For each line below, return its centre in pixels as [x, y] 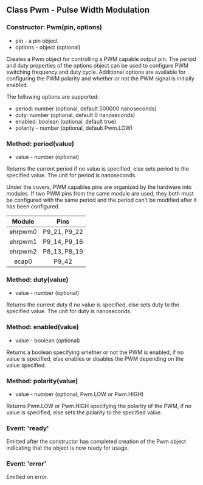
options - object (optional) [48, 47]
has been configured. [33, 206]
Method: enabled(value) [43, 327]
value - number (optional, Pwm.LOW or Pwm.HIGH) [79, 394]
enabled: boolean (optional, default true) [66, 121]
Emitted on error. [27, 477]
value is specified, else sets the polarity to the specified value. [84, 412]
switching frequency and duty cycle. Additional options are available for [96, 72]
